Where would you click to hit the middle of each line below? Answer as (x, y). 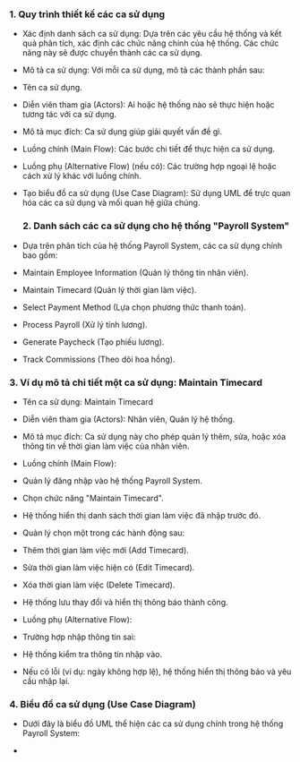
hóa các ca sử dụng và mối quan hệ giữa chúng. (111, 203)
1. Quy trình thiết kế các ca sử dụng (87, 14)
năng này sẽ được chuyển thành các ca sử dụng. (112, 53)
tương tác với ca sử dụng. (69, 115)
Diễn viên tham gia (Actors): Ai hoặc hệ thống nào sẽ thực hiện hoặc (148, 105)
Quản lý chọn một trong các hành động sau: (103, 533)
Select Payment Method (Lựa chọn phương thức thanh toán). (134, 307)
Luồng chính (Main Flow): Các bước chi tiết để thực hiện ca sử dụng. (149, 149)
